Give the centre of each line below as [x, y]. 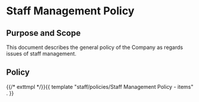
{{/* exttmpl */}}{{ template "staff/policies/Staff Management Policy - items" [100, 86]
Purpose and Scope [43, 33]
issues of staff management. [41, 54]
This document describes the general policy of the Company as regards [95, 47]
